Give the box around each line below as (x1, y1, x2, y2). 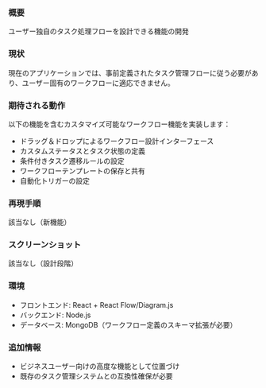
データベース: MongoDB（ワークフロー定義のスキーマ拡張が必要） (19, 320, 237, 329)
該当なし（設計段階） (8, 258, 78, 268)
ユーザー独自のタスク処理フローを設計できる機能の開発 (8, 26, 189, 37)
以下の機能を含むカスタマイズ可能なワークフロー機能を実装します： (8, 119, 231, 129)
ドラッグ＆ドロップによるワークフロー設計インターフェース (19, 136, 214, 145)
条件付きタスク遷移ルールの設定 (19, 156, 125, 165)
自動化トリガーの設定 (19, 176, 90, 185)
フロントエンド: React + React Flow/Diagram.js (19, 300, 174, 309)
